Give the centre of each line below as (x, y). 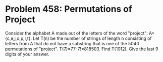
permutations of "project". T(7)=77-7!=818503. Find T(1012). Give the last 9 (82, 49)
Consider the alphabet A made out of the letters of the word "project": (77, 33)
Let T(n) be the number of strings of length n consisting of (92, 38)
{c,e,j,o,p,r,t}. (19, 38)
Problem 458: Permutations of (69, 9)
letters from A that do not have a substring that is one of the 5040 (72, 43)
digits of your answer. (27, 54)
